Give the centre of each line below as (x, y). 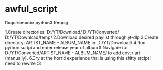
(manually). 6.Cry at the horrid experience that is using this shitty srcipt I (78, 58)
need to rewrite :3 (23, 63)
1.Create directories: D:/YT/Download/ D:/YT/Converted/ (62, 32)
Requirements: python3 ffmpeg (37, 23)
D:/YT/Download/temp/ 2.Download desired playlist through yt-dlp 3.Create (82, 37)
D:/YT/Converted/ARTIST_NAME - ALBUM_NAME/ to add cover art (73, 53)
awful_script (31, 9)
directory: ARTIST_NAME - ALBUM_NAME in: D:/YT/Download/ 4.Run (75, 42)
